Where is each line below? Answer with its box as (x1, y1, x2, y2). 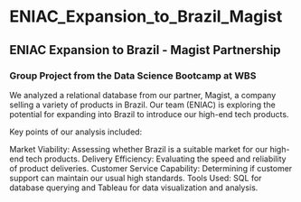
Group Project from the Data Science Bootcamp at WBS (9, 69, 257, 82)
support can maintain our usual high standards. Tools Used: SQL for (9, 172, 262, 183)
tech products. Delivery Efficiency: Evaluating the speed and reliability (25, 153, 287, 164)
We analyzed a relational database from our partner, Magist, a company (9, 89, 277, 100)
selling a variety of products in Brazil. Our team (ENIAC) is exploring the (9, 99, 276, 110)
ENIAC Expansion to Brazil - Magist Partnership (9, 42, 282, 58)
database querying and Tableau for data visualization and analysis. (9, 182, 259, 193)
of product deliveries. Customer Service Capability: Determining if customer (9, 162, 293, 173)
